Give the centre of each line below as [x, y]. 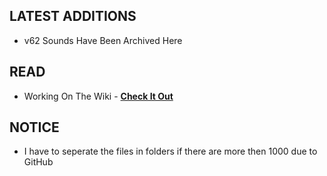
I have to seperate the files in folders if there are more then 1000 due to [170, 151]
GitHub [38, 162]
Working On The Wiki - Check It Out [98, 96]
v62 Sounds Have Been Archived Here [103, 40]
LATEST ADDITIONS [73, 16]
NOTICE [34, 127]
